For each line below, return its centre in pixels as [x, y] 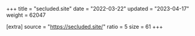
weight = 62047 [26, 15]
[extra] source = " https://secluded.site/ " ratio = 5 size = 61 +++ [85, 27]
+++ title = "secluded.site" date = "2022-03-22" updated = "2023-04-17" [98, 9]
